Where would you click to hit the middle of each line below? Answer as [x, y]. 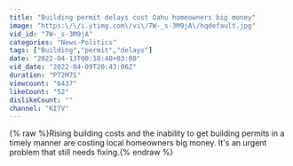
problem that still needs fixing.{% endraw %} [91, 153]
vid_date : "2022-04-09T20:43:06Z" [73, 67]
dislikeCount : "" [41, 100]
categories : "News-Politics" [63, 42]
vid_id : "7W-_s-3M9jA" [51, 34]
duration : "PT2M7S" [45, 75]
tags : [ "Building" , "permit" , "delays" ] [81, 51]
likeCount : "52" [39, 91]
